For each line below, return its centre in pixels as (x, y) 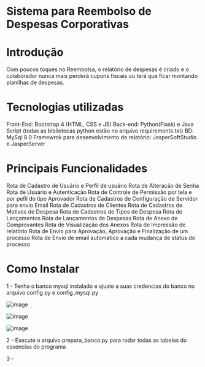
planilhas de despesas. (35, 83)
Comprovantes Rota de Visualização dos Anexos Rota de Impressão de (96, 225)
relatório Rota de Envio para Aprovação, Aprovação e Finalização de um (97, 231)
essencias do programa (36, 346)
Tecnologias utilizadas (65, 107)
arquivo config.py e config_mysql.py (52, 292)
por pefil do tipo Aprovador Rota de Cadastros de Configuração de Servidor (102, 199)
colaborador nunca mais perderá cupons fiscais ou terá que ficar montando (102, 76)
